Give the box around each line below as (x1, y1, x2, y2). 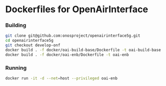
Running (5, 64, 27, 71)
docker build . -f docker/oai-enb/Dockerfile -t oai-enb (5, 52, 129, 57)
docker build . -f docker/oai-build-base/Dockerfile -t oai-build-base (5, 47, 161, 53)
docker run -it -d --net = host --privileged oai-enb (5, 76, 117, 81)
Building (5, 22, 27, 29)
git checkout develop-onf (5, 43, 60, 48)
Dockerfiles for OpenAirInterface (5, 4, 149, 15)
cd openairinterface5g (5, 38, 54, 43)
